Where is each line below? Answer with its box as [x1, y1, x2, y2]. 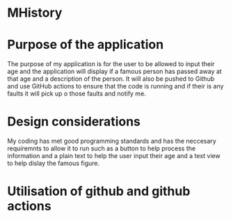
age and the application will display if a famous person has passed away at [7, 68, 222, 76]
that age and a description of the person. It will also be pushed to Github [7, 75, 214, 83]
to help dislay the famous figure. [7, 159, 100, 168]
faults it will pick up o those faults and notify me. [7, 89, 146, 98]
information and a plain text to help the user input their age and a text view [7, 152, 221, 160]
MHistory [7, 5, 63, 21]
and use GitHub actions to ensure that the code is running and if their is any [7, 82, 224, 91]
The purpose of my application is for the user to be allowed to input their [7, 60, 215, 68]
